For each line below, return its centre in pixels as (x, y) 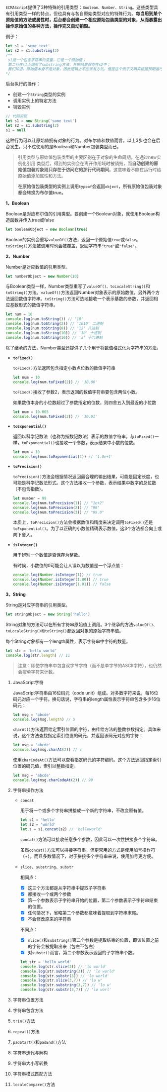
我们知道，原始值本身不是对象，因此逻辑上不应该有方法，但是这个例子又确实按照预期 (82, 69)
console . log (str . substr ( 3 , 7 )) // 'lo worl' (66, 990)
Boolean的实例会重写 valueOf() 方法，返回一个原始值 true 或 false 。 (73, 239)
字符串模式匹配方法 (32, 1074)
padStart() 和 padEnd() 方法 (39, 1042)
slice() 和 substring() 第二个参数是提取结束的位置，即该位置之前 (93, 940)
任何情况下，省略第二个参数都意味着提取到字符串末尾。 (84, 912)
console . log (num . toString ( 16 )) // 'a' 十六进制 (54, 337)
